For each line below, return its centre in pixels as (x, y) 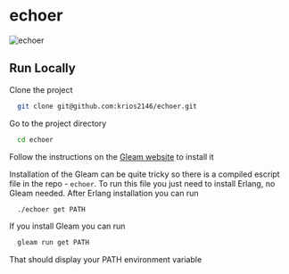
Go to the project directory (58, 123)
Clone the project (41, 89)
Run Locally (42, 68)
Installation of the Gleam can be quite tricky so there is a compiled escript (144, 174)
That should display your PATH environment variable (106, 260)
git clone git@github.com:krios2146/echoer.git (107, 106)
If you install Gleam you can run (67, 226)
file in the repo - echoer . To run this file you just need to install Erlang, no (142, 183)
